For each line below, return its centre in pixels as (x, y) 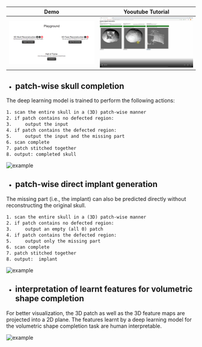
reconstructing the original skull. (46, 205)
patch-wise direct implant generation (86, 184)
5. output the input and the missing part (66, 136)
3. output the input (37, 124)
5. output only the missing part (54, 241)
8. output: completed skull (41, 154)
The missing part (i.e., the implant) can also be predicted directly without (96, 198)
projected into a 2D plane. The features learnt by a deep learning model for (99, 319)
